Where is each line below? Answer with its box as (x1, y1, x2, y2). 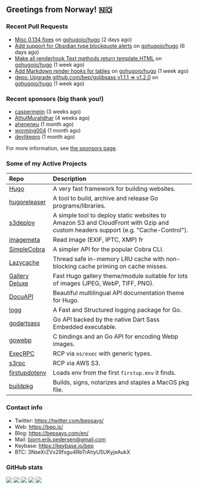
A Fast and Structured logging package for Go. (52, 306, 181, 314)
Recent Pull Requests (6, 22, 68, 31)
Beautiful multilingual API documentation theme (52, 289, 184, 297)
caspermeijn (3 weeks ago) (14, 108, 81, 115)
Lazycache (9, 258, 39, 267)
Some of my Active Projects (6, 159, 87, 167)
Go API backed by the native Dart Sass (52, 316, 160, 324)
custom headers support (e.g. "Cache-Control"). (52, 226, 189, 234)
